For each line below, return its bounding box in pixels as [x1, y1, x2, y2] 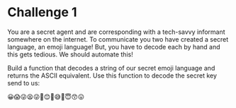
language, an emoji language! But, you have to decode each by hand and [7, 42, 221, 51]
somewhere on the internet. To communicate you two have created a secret [7, 35, 229, 43]
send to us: [7, 78, 40, 87]
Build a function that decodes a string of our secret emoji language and [7, 64, 215, 72]
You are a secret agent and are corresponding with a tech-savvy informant [7, 28, 225, 36]
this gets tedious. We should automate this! [7, 50, 133, 59]
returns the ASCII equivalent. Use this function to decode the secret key [7, 71, 218, 80]
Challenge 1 [7, 4, 77, 20]
